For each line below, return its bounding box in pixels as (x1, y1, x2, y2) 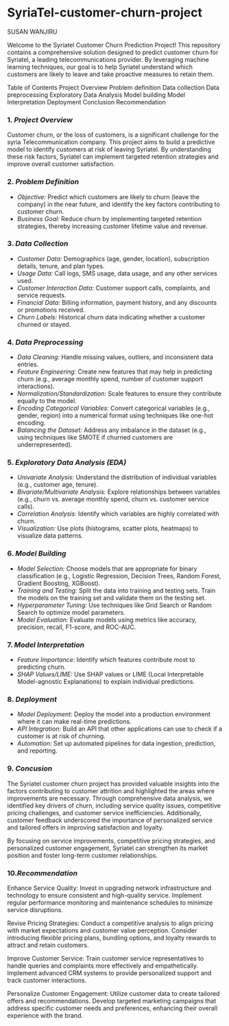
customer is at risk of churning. (16, 732, 106, 740)
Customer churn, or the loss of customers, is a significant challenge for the (7, 130, 219, 139)
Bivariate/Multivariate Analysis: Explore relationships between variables (16, 488, 221, 496)
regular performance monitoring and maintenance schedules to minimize (7, 898, 213, 907)
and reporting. (16, 746, 58, 755)
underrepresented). (16, 441, 73, 449)
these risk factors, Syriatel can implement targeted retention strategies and (7, 152, 219, 161)
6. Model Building (7, 549, 67, 558)
